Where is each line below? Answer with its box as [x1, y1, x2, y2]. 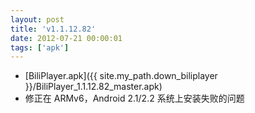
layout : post [10, 14, 65, 25]
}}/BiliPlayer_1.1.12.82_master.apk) [24, 81, 163, 93]
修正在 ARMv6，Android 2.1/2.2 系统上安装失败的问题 [24, 92, 245, 105]
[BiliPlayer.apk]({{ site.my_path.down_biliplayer [24, 70, 218, 82]
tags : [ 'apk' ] [10, 42, 70, 53]
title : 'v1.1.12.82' [10, 24, 97, 34]
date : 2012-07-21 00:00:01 [10, 33, 123, 43]
